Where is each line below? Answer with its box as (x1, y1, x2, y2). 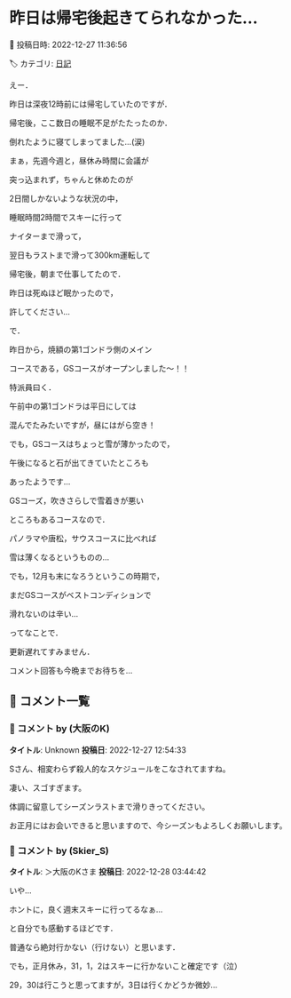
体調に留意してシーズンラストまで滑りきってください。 (9, 801, 210, 811)
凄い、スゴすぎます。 (9, 782, 87, 793)
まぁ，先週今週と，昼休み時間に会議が (9, 155, 149, 165)
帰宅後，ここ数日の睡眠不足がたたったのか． (9, 117, 173, 128)
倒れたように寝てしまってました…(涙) (9, 136, 145, 147)
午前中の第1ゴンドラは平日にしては (9, 401, 137, 411)
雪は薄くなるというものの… (9, 552, 110, 563)
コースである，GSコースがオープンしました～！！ (9, 363, 191, 373)
